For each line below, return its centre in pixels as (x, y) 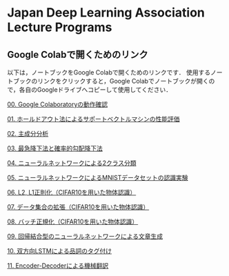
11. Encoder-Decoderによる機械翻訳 (58, 266)
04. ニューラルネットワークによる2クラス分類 (72, 163)
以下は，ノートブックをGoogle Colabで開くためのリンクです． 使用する (109, 72)
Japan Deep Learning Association (106, 13)
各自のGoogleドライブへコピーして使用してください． (96, 90)
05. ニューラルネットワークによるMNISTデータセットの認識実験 (98, 178)
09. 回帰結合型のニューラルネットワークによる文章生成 (85, 236)
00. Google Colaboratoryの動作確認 (58, 104)
